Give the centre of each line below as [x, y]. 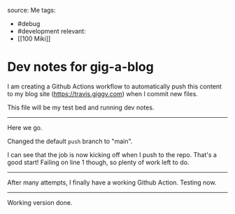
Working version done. [40, 202]
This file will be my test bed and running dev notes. [81, 107]
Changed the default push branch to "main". [70, 141]
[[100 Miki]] [34, 39]
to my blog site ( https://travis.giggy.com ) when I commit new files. [102, 93]
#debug [29, 24]
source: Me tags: [31, 10]
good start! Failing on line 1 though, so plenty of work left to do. [98, 162]
